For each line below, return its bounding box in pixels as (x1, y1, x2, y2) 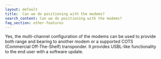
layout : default (5, 7, 38, 12)
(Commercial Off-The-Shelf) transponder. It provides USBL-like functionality (5, 44, 156, 49)
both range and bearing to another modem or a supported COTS (5, 39, 133, 45)
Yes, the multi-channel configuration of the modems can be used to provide (5, 34, 156, 39)
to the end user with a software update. (5, 49, 84, 55)
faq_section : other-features (5, 20, 64, 25)
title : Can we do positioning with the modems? (5, 12, 105, 16)
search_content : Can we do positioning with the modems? (5, 16, 122, 21)
